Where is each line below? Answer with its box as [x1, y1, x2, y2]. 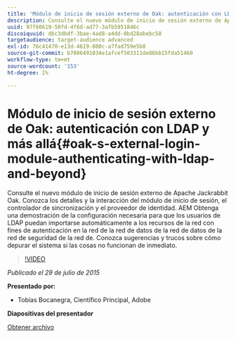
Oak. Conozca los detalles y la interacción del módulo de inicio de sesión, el [7, 196, 227, 205]
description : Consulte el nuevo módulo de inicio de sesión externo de [7, 17, 221, 24]
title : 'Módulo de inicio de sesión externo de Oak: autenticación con [7, 10, 221, 18]
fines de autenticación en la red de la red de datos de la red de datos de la [7, 226, 223, 234]
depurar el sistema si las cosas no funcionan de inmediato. [7, 241, 178, 250]
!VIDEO [24, 255, 46, 263]
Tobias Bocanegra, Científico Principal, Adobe [17, 296, 151, 304]
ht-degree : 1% [7, 69, 49, 76]
